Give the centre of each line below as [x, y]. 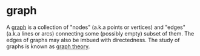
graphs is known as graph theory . [48, 46]
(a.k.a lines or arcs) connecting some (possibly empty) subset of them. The [100, 33]
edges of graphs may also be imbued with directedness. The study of [93, 40]
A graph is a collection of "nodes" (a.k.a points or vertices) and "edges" [96, 27]
